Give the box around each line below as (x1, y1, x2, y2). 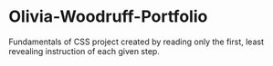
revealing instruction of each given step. (8, 45, 161, 56)
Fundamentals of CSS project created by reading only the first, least (8, 36, 264, 47)
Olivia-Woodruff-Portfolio (8, 6, 208, 27)
